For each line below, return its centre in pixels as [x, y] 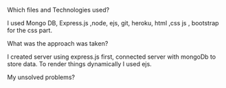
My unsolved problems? [41, 77]
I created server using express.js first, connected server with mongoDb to [112, 57]
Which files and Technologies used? [58, 10]
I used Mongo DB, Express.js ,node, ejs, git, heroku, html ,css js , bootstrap [113, 23]
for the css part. [30, 30]
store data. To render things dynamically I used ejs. [80, 64]
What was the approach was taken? [58, 43]
